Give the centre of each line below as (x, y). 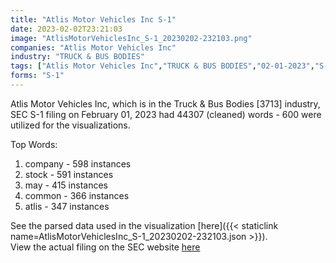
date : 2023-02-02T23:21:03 (66, 29)
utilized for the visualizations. (70, 125)
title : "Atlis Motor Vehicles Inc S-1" (93, 19)
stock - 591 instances (69, 174)
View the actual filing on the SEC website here (105, 247)
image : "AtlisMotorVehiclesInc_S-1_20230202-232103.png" (131, 38)
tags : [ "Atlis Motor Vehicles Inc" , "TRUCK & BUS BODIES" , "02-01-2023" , (162, 66)
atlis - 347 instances (67, 206)
